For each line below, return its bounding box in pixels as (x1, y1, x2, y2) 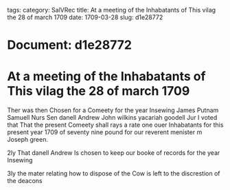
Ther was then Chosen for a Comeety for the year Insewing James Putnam (7, 106, 219, 114)
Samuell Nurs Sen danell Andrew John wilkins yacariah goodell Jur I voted (7, 114, 218, 122)
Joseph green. (7, 136, 48, 144)
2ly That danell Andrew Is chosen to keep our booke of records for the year (7, 149, 220, 157)
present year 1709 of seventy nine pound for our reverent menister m (7, 128, 203, 136)
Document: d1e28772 (7, 37, 133, 53)
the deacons (7, 177, 43, 185)
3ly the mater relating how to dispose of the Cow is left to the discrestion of (7, 169, 220, 178)
